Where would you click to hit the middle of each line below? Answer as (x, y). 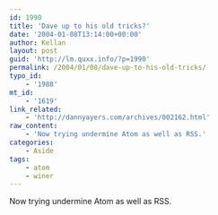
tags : (19, 159)
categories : (31, 142)
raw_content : (34, 126)
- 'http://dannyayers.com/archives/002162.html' (118, 117)
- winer (39, 176)
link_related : (36, 109)
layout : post (34, 51)
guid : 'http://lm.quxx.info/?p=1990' (80, 59)
